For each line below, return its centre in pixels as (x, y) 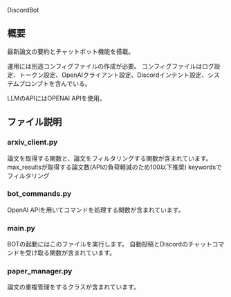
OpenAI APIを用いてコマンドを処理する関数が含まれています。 (96, 210)
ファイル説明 (35, 122)
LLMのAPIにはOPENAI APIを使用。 (56, 98)
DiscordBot (23, 10)
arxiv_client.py (33, 143)
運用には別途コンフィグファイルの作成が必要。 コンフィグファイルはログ (111, 66)
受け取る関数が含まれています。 (71, 253)
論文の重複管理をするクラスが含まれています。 (73, 287)
